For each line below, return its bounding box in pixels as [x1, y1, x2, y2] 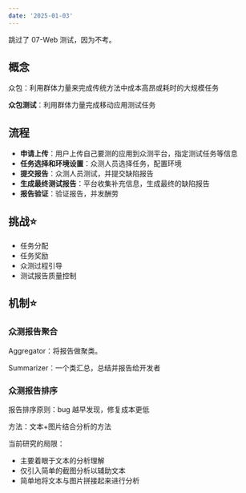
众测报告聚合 [8, 326, 58, 337]
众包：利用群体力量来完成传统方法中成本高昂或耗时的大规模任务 [8, 83, 219, 93]
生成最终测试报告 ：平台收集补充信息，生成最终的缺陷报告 [19, 179, 210, 188]
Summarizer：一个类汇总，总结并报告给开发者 [8, 362, 161, 373]
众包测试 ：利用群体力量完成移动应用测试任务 [8, 100, 156, 110]
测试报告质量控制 [19, 271, 77, 281]
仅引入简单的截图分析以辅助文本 [19, 466, 126, 475]
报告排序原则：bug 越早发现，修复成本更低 [8, 405, 150, 414]
